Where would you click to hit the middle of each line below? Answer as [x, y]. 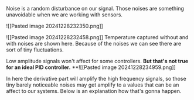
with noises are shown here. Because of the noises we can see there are [94, 44]
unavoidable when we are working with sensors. [64, 15]
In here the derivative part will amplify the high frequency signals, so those [96, 79]
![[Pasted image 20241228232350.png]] [55, 26]
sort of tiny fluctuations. [35, 50]
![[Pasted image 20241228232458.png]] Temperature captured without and [97, 37]
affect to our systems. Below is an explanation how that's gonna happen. [94, 91]
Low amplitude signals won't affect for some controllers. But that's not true [97, 61]
